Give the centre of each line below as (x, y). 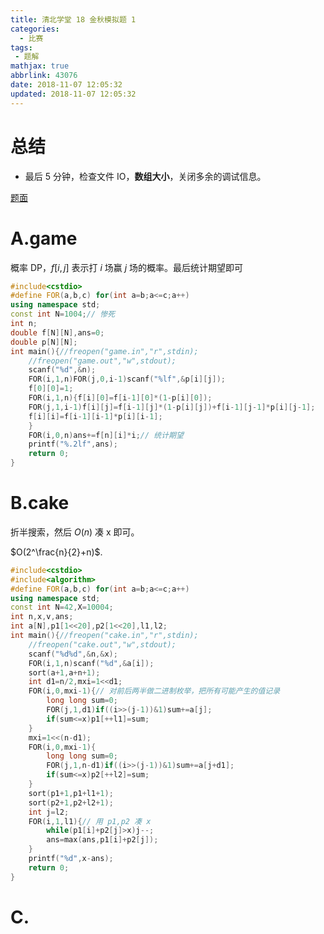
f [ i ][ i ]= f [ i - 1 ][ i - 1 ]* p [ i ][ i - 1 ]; (95, 416)
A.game (44, 238)
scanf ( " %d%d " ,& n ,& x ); (73, 654)
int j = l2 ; (49, 812)
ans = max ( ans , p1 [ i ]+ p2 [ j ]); (102, 840)
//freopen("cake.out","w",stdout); (102, 644)
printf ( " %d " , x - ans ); (71, 859)
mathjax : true (40, 66)
